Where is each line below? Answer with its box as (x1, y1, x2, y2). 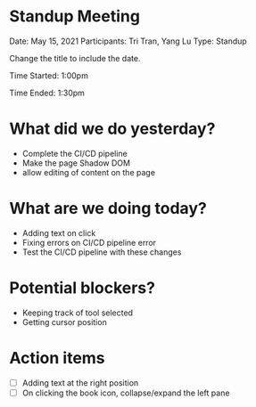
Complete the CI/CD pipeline (21, 148, 128, 159)
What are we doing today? (9, 199, 207, 219)
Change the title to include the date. (9, 53, 141, 63)
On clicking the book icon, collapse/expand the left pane (21, 387, 230, 398)
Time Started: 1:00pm (9, 69, 89, 81)
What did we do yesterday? (9, 118, 216, 139)
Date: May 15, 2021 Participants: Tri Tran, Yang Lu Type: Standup (9, 36, 247, 46)
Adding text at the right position (21, 377, 139, 388)
